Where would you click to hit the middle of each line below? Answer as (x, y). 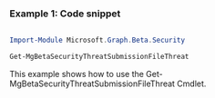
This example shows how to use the (77, 74)
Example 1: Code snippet (65, 14)
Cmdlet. (192, 83)
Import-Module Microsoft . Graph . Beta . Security (97, 40)
